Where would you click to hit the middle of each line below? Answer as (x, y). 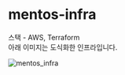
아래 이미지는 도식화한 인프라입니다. (63, 47)
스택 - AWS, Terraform (44, 37)
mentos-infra (52, 15)
